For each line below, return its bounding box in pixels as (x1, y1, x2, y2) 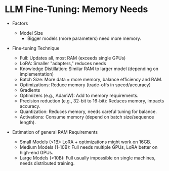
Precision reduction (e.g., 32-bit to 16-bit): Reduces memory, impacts (19, 97, 164, 104)
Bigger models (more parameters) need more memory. (27, 35, 141, 41)
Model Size (19, 30, 44, 36)
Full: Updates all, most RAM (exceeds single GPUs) (19, 54, 126, 61)
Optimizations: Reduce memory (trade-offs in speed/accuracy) (19, 82, 151, 88)
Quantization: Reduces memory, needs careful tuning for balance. (19, 108, 157, 115)
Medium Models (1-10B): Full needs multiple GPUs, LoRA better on (19, 144, 158, 150)
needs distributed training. (19, 160, 75, 166)
